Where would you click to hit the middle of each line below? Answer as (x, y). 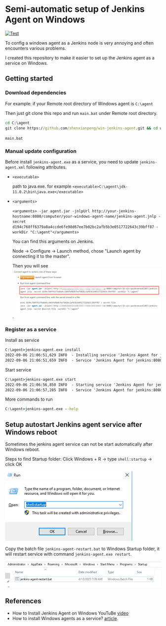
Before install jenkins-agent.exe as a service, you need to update (72, 162)
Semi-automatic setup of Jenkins (75, 9)
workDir (20, 232)
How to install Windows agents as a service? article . (65, 618)
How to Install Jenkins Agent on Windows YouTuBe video (70, 613)
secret (19, 222)
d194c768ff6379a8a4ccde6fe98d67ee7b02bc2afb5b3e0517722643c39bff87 (83, 227)
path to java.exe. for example (42, 186)
